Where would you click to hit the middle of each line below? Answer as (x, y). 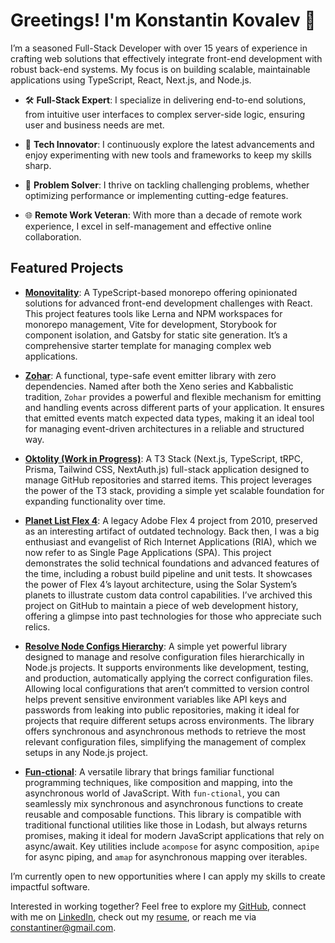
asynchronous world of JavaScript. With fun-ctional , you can (152, 793)
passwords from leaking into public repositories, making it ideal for (162, 710)
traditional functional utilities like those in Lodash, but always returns (166, 825)
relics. (37, 626)
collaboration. (53, 236)
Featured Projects (67, 268)
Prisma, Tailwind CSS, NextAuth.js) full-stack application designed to (167, 469)
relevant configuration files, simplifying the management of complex (165, 741)
